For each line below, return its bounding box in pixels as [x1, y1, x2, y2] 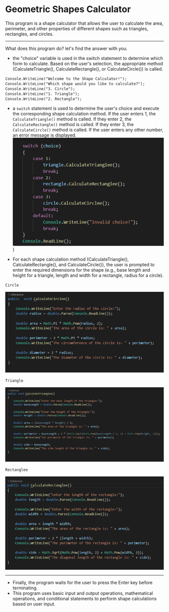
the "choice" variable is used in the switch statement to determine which [12, 55, 163, 61]
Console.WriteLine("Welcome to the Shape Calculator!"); [5, 76, 127, 81]
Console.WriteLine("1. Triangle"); [5, 91, 80, 96]
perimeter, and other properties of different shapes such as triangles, [5, 25, 148, 31]
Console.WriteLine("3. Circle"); [5, 86, 75, 91]
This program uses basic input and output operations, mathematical [12, 590, 153, 596]
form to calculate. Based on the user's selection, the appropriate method [12, 60, 163, 67]
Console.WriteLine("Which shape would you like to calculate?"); [5, 81, 145, 86]
